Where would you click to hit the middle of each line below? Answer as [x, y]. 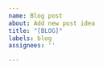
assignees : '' [32, 46]
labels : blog [30, 38]
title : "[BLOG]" [35, 30]
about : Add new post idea [51, 23]
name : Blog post [35, 16]
